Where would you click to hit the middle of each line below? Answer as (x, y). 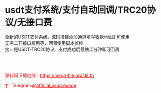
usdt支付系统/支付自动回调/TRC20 (76, 10)
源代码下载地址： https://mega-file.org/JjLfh (50, 75)
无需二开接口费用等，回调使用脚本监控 (44, 43)
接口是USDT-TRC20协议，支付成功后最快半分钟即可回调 (62, 49)
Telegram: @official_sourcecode (44, 85)
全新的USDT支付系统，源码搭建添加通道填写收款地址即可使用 (68, 37)
